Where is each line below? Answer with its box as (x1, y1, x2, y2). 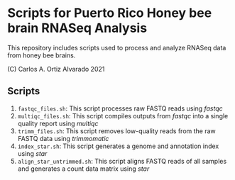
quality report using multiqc (17, 119, 99, 128)
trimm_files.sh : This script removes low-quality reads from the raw (17, 126, 217, 135)
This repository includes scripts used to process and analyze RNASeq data (7, 43, 226, 52)
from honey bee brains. (7, 51, 76, 60)
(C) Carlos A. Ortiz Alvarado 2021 (7, 64, 105, 73)
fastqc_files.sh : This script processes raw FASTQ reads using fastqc (17, 104, 224, 113)
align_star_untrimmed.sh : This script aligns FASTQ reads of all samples (17, 157, 227, 165)
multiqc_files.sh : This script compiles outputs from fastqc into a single (17, 111, 229, 120)
